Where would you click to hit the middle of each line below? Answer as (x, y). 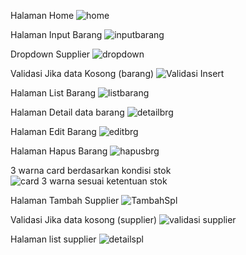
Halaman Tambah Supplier (65, 200)
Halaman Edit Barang (53, 131)
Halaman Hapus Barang (59, 151)
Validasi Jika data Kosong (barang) (82, 73)
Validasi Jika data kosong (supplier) (84, 219)
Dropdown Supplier (50, 54)
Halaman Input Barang (56, 34)
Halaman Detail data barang (67, 112)
